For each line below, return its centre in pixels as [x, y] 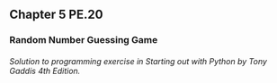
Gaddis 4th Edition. [45, 71]
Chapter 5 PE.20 [56, 15]
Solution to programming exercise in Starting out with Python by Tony [138, 61]
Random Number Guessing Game [84, 40]
